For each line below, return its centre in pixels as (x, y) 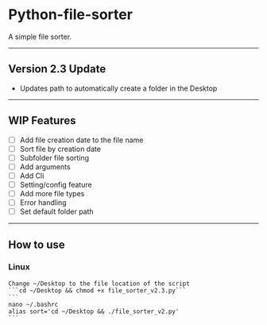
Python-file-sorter (71, 15)
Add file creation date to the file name (81, 140)
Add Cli (32, 176)
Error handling (43, 203)
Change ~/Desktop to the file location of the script (99, 284)
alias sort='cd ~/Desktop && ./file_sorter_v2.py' (94, 311)
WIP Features (42, 121)
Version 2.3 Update (57, 69)
